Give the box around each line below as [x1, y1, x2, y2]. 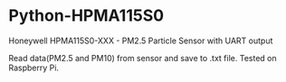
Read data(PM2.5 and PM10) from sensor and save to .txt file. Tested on [8, 52, 277, 63]
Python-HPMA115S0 [8, 5, 165, 26]
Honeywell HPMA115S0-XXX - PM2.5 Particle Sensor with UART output [8, 35, 273, 46]
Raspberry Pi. [8, 62, 60, 73]
